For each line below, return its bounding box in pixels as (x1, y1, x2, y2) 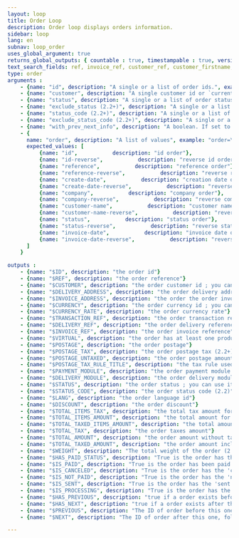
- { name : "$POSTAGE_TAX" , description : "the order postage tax (20, 348, 212, 355)
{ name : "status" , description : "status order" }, (38, 216, 218, 223)
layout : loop (7, 10, 46, 18)
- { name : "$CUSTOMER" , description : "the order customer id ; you (20, 281, 221, 289)
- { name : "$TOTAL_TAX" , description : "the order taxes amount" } (20, 428, 215, 435)
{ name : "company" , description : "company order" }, (38, 190, 224, 197)
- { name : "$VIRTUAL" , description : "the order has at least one (20, 334, 215, 342)
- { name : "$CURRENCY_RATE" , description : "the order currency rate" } (20, 308, 231, 316)
